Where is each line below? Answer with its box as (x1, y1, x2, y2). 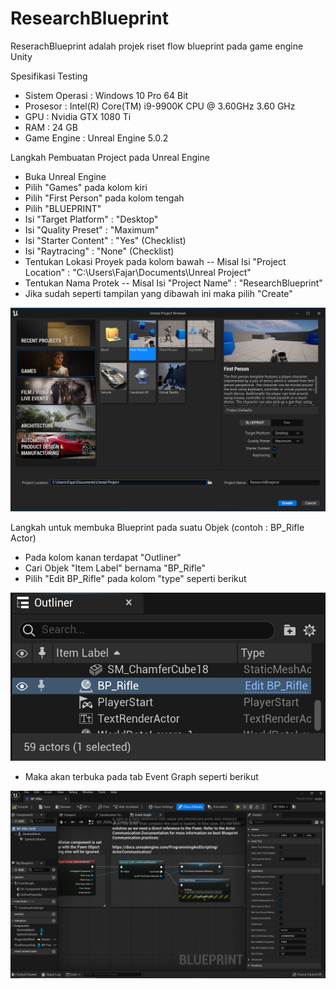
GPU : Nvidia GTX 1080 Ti (24, 110, 132, 122)
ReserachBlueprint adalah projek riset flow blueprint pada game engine (10, 40, 304, 52)
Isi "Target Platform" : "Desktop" (24, 213, 159, 225)
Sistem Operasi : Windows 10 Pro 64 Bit (24, 89, 189, 101)
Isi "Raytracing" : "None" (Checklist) (24, 245, 175, 257)
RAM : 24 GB (24, 121, 78, 133)
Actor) (10, 532, 37, 544)
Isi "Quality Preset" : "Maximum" (24, 223, 160, 236)
